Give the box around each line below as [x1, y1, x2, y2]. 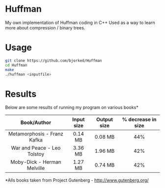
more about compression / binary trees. [5, 24, 85, 30]
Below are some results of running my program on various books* [5, 104, 138, 111]
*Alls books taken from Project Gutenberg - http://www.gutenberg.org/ [5, 177, 149, 183]
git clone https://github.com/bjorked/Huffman [5, 58, 102, 63]
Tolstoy [27, 151, 45, 158]
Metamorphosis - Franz [8, 131, 64, 138]
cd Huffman [5, 63, 27, 68]
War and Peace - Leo [11, 144, 61, 151]
